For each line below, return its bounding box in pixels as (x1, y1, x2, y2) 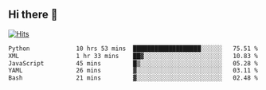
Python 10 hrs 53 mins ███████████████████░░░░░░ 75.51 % (8, 45, 259, 53)
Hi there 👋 (8, 8, 58, 22)
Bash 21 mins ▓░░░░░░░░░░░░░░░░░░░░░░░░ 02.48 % (8, 74, 259, 82)
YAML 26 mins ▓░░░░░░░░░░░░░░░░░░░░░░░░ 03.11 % (8, 67, 259, 75)
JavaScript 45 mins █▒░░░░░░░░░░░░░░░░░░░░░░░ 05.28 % (8, 59, 259, 68)
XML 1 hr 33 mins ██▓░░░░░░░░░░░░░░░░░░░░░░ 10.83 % (8, 52, 259, 60)
